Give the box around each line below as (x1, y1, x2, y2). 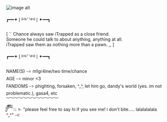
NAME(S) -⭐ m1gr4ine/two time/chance (6, 68, 87, 74)
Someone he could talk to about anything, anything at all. (6, 36, 123, 42)
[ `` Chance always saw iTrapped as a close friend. (6, 31, 110, 37)
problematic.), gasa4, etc (6, 90, 58, 96)
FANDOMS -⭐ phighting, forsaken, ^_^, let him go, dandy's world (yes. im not (6, 83, 162, 89)
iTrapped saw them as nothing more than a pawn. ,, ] (6, 42, 114, 47)
